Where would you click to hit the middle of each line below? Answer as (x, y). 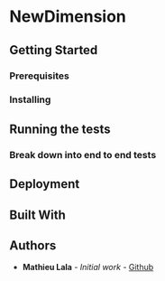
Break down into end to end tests (83, 155)
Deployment (45, 184)
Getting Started (54, 50)
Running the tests (60, 129)
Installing (30, 99)
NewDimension (68, 17)
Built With (37, 215)
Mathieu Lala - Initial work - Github (88, 267)
